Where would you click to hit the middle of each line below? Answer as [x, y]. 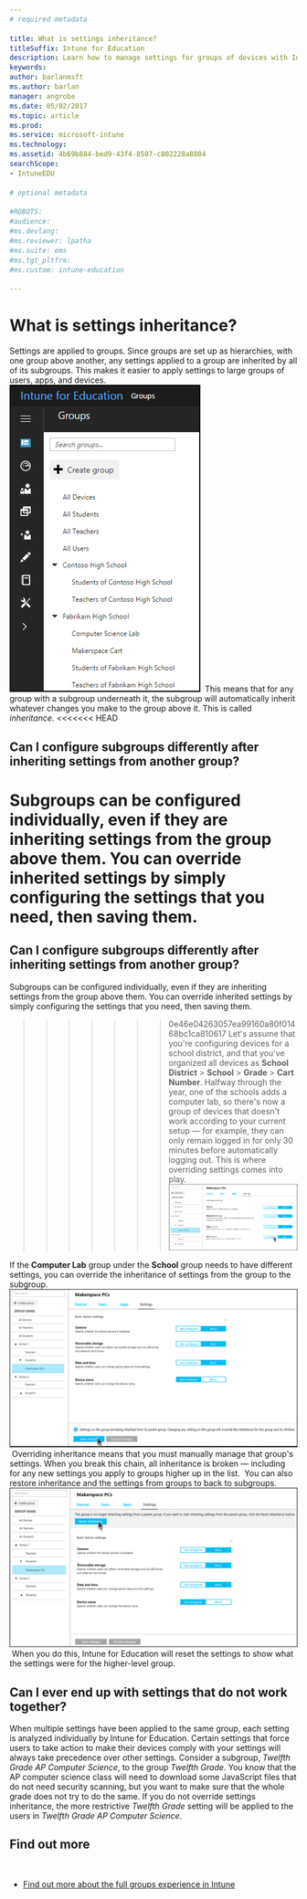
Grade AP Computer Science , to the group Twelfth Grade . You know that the [153, 1767]
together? [38, 1707]
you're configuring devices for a [229, 1043]
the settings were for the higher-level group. [93, 1663]
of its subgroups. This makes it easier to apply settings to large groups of [147, 371]
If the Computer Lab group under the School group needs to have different [151, 1265]
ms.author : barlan [44, 87]
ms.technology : [38, 145]
